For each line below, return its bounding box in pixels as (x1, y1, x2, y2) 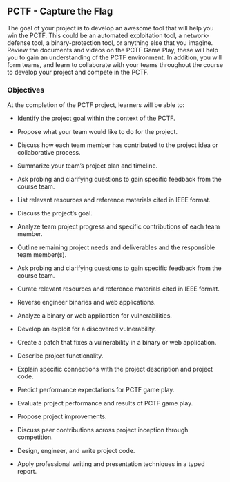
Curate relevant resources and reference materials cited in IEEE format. (17, 285, 220, 293)
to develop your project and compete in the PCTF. (7, 68, 150, 76)
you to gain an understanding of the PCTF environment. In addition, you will (7, 53, 222, 61)
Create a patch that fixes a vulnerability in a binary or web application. (17, 338, 217, 347)
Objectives (7, 85, 45, 95)
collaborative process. (17, 148, 81, 157)
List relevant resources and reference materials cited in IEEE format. (17, 196, 211, 204)
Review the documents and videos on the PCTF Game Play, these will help (7, 46, 219, 54)
